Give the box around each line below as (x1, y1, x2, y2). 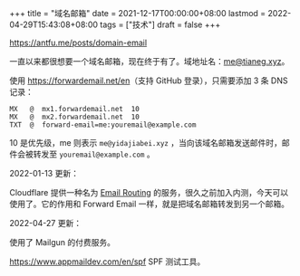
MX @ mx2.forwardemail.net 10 (9, 112, 140, 121)
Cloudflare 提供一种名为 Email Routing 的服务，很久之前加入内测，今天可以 (9, 187, 288, 197)
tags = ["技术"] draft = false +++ (99, 19, 221, 30)
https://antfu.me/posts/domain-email (9, 37, 148, 48)
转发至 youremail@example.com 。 (33, 148, 156, 159)
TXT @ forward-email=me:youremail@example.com (9, 120, 197, 129)
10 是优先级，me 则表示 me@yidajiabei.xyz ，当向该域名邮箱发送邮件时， (9, 138, 283, 148)
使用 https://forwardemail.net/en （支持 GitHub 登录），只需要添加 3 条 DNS (9, 75, 288, 86)
